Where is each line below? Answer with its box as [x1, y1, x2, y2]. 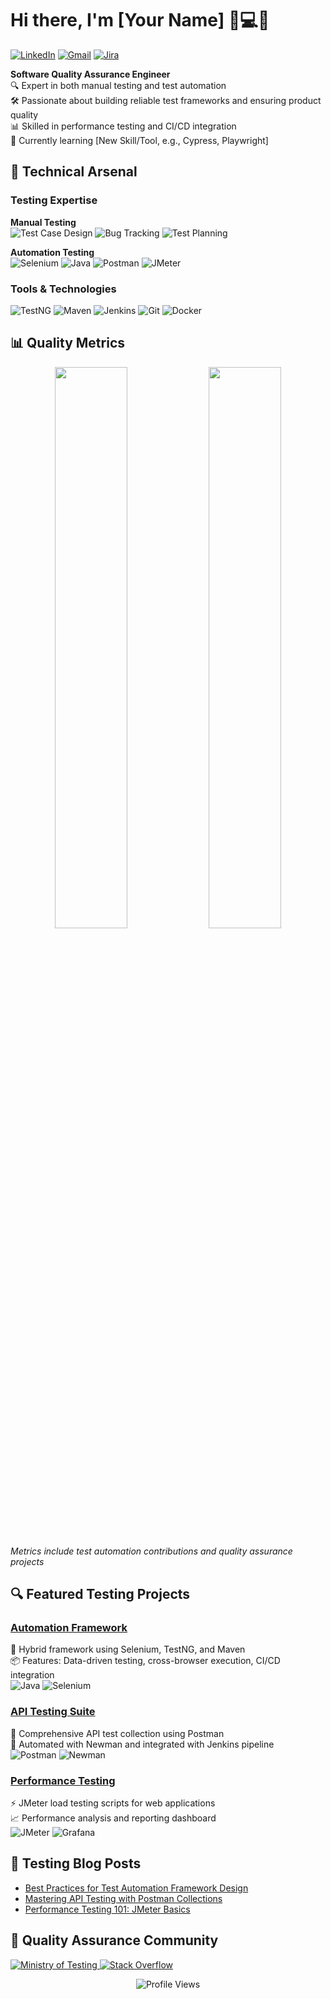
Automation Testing [10, 246, 95, 258]
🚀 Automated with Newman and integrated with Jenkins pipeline [10, 1738, 275, 1750]
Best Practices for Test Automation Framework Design [24, 1882, 249, 1894]
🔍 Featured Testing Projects [10, 1586, 191, 1603]
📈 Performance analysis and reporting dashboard [10, 1812, 217, 1824]
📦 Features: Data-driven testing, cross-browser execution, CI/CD [10, 1655, 281, 1667]
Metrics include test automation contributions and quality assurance [10, 1545, 293, 1557]
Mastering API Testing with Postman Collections [24, 1892, 223, 1904]
